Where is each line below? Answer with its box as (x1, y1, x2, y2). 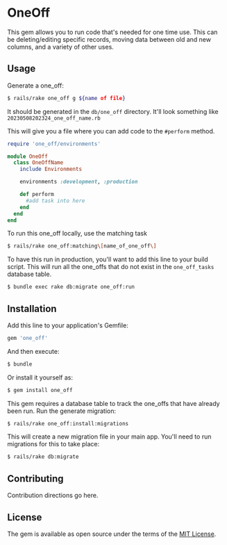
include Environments (19, 165, 82, 173)
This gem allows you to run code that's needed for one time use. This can (7, 28, 218, 36)
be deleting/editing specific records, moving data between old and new (7, 35, 212, 43)
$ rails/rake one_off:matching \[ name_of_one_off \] (7, 243, 157, 250)
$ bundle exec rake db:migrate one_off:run (7, 284, 135, 291)
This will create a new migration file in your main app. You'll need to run (7, 432, 212, 441)
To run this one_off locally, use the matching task (7, 229, 148, 238)
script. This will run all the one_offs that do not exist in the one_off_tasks (7, 263, 215, 271)
